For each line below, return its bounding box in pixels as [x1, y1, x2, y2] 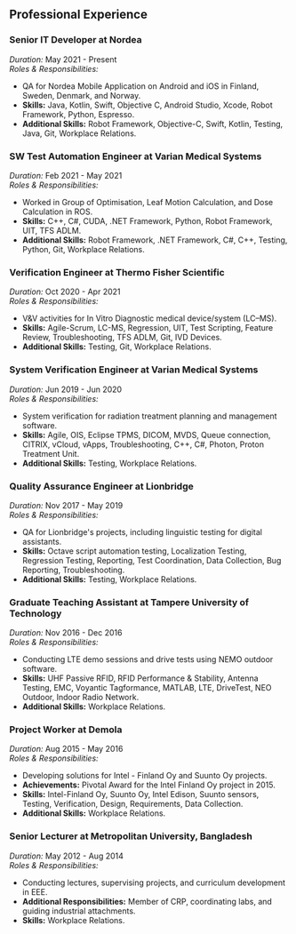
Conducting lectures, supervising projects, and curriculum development [21, 877, 286, 888]
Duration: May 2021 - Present [9, 53, 117, 65]
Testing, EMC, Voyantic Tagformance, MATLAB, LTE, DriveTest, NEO [21, 683, 273, 693]
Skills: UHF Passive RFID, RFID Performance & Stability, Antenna [21, 673, 260, 683]
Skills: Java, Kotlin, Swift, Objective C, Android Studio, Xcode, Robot [21, 100, 273, 110]
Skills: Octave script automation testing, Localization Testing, [21, 546, 247, 556]
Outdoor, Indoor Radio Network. [21, 692, 140, 703]
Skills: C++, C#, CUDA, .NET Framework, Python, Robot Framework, [21, 215, 273, 226]
